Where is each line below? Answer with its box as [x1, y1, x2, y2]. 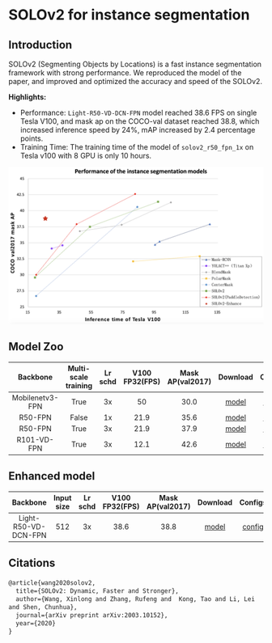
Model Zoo [8, 340, 64, 353]
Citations [8, 556, 56, 570]
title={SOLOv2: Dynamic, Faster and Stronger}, [15, 586, 180, 595]
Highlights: [8, 92, 47, 102]
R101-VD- [16, 435, 54, 445]
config [242, 522, 265, 531]
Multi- [67, 364, 91, 374]
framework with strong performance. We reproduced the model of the [8, 68, 242, 78]
